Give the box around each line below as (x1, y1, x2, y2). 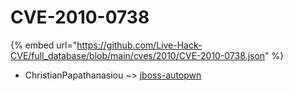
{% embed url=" (10, 39, 78, 51)
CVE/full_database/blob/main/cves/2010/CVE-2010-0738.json (10, 49, 266, 61)
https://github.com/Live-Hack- (76, 39, 203, 51)
